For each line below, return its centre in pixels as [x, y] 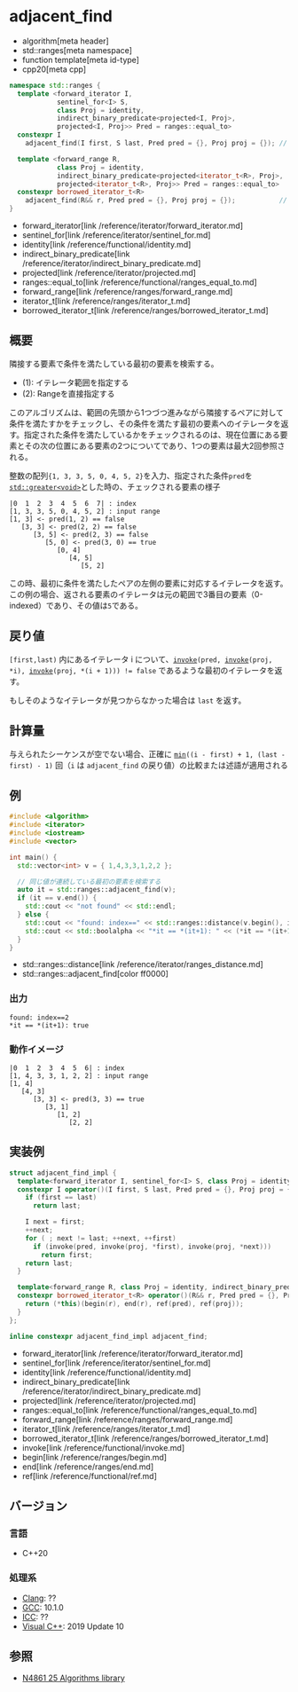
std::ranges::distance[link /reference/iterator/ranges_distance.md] [142, 964]
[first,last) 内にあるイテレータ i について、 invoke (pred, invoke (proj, [141, 659]
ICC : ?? [35, 1617]
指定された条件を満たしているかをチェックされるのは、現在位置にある [152, 434]
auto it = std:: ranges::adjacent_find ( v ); [97, 890]
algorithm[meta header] [65, 41]
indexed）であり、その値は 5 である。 [76, 605]
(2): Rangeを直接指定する [68, 393]
